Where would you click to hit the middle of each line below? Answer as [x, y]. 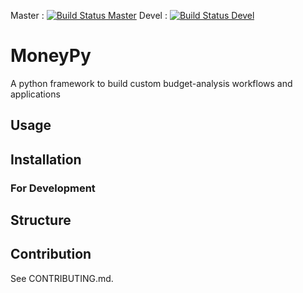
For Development [53, 188]
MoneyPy [51, 56]
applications [35, 94]
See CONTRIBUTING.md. [62, 278]
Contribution [51, 254]
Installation [46, 159]
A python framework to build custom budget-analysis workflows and [151, 83]
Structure [41, 220]
